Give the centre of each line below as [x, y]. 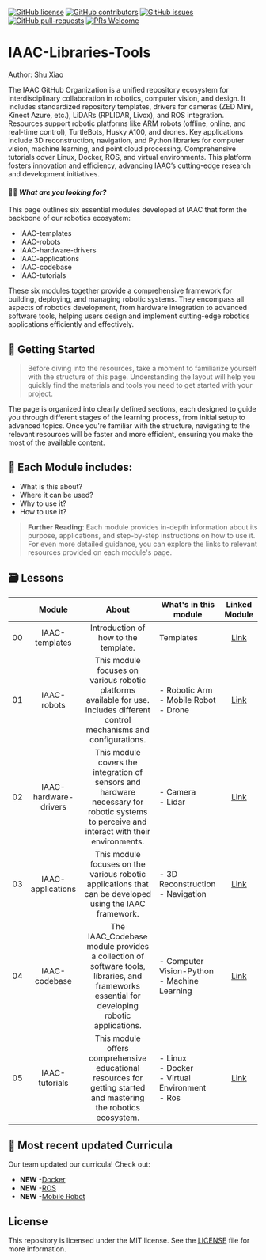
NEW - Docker [42, 1180]
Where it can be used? [56, 495]
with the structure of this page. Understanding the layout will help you [141, 377]
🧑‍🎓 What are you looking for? [57, 192]
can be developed [118, 894]
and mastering [118, 1098]
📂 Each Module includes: [70, 467]
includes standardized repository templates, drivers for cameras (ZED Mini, [131, 106]
